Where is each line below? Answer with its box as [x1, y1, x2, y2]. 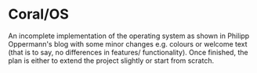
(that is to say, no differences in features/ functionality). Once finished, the [8, 47, 248, 57]
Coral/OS [8, 5, 69, 23]
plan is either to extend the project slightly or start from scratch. [8, 56, 214, 65]
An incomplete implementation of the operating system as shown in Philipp [8, 31, 250, 40]
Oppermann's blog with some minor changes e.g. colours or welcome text [8, 39, 248, 48]
